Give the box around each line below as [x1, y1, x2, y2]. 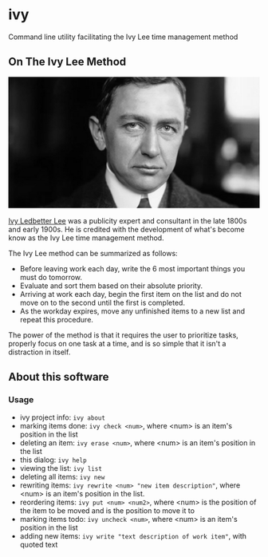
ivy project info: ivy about [19, 413, 106, 422]
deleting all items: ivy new [19, 472, 105, 481]
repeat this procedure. [19, 315, 94, 325]
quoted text [19, 539, 58, 549]
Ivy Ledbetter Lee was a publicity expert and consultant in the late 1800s [8, 216, 247, 226]
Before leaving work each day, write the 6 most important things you [19, 264, 246, 274]
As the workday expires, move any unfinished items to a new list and [19, 306, 246, 316]
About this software [8, 370, 109, 384]
